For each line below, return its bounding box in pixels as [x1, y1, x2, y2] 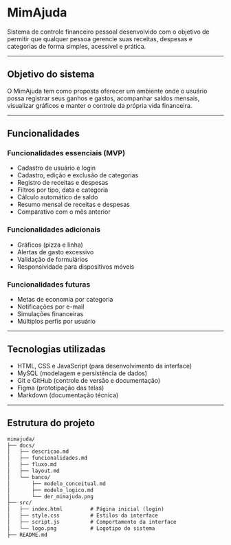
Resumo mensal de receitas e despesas [16, 201, 131, 209]
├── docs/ [7, 442, 36, 449]
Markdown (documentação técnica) [16, 390, 119, 399]
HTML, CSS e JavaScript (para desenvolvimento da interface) [16, 362, 192, 370]
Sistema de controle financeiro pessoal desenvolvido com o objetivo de [7, 27, 210, 36]
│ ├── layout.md [7, 467, 60, 475]
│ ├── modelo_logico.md [7, 487, 94, 493]
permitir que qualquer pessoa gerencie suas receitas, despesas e [7, 34, 192, 43]
